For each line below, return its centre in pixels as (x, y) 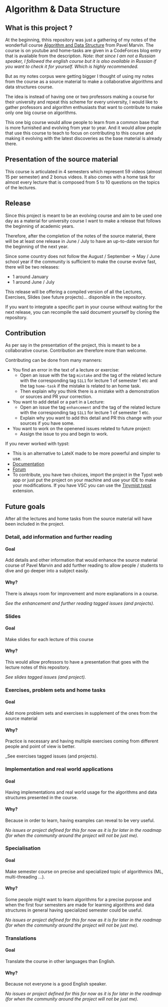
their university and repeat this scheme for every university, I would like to (81, 102)
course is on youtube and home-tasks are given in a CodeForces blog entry (83, 50)
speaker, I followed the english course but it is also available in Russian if (81, 61)
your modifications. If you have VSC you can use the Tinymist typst (82, 485)
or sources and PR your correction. (56, 397)
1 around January (30, 277)
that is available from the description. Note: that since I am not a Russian (80, 56)
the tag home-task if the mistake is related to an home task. (80, 386)
